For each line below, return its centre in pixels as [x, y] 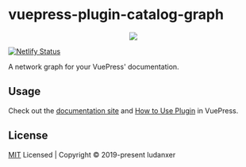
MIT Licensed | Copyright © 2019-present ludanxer [92, 154]
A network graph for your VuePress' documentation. [94, 66]
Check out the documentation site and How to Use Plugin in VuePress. [123, 110]
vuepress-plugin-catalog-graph [116, 15]
